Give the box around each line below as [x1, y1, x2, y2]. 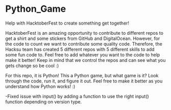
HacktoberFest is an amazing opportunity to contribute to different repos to [5, 30, 163, 36]
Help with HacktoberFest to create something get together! [5, 20, 129, 26]
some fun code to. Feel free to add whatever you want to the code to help [5, 52, 160, 58]
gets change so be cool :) [5, 62, 59, 69]
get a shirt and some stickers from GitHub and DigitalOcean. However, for [5, 35, 160, 41]
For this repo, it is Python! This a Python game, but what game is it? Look [5, 72, 159, 78]
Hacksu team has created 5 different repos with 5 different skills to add [5, 46, 155, 52]
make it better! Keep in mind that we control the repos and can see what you [5, 57, 166, 63]
